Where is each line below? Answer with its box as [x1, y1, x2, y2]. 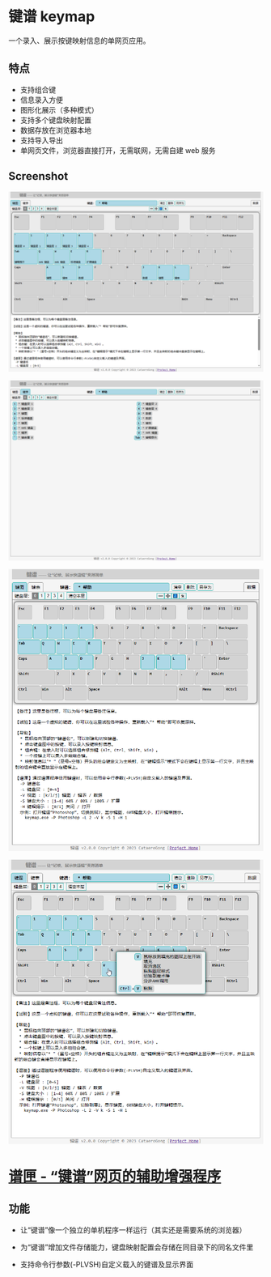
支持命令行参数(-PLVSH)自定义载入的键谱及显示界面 [19, 1259, 194, 1269]
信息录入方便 [19, 95, 63, 104]
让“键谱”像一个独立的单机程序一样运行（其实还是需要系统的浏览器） [19, 1224, 247, 1235]
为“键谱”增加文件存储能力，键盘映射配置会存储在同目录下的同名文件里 [19, 1242, 254, 1252]
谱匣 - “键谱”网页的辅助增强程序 [8, 1168, 222, 1186]
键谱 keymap [8, 7, 95, 26]
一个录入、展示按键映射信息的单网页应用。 [8, 36, 150, 45]
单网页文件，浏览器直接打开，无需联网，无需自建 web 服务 [19, 145, 216, 155]
